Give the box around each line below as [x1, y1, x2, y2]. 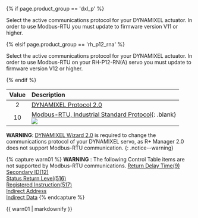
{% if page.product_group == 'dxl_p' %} [6, 5, 105, 12]
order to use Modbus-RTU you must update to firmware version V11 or [6, 23, 178, 30]
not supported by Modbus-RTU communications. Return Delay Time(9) [6, 162, 180, 169]
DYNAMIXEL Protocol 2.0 [32, 101, 102, 109]
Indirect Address [6, 188, 47, 194]
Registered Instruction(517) [6, 181, 73, 188]
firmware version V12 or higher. [6, 65, 83, 72]
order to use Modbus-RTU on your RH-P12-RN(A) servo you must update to [6, 59, 191, 66]
